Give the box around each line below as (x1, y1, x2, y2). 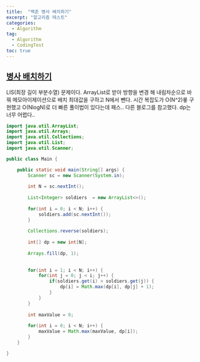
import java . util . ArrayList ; (6, 123, 79, 129)
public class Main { (6, 156, 58, 162)
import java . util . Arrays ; (6, 128, 71, 135)
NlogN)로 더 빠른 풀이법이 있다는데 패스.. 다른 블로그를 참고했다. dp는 (28, 103, 191, 111)
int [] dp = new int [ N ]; (28, 239, 87, 246)
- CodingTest (11, 43, 44, 49)
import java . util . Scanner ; (6, 145, 74, 152)
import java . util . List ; (6, 140, 66, 146)
